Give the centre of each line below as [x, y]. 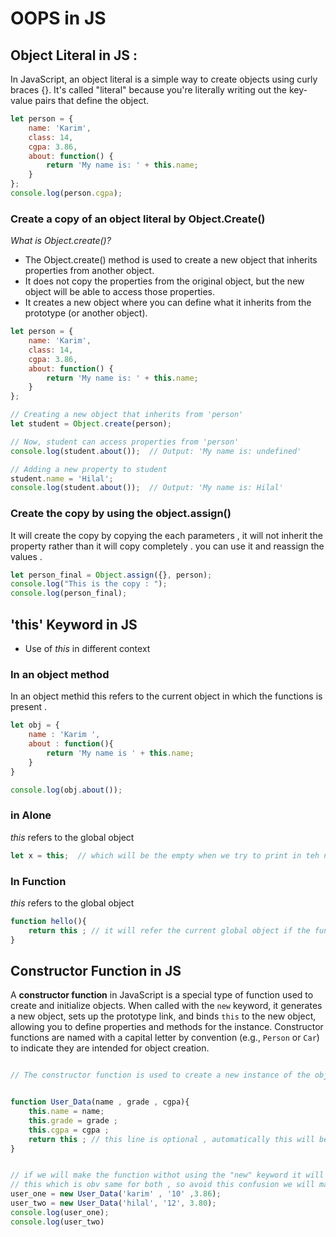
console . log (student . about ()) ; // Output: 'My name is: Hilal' [147, 488]
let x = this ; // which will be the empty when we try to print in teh [165, 855]
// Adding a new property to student [89, 469]
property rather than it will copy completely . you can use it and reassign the [167, 546]
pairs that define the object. [91, 100]
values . [26, 556]
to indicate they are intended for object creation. [110, 1048]
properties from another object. [89, 271]
